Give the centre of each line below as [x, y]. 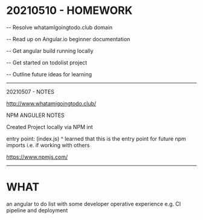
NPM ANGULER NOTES [35, 115]
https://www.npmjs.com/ [37, 157]
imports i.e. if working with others [48, 145]
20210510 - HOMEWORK [69, 11]
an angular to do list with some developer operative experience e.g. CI [94, 204]
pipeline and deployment [37, 210]
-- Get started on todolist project [47, 62]
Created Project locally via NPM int [50, 127]
